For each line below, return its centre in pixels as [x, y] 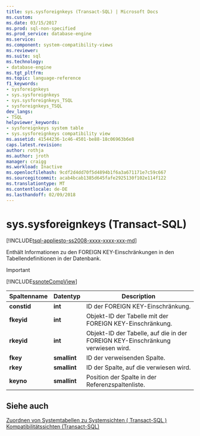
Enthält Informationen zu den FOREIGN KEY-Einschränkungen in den [90, 252]
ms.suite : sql [24, 56]
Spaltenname [29, 296]
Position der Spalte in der [121, 378]
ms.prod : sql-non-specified [41, 28]
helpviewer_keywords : [33, 123]
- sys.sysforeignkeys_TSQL [40, 100]
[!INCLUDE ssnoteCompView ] [42, 282]
